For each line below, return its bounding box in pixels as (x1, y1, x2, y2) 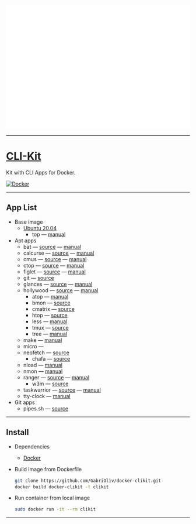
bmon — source (32, 299, 71, 306)
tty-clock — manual (23, 392, 71, 399)
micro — (23, 343, 44, 350)
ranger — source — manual (23, 374, 89, 381)
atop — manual (32, 293, 69, 300)
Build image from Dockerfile (14, 465, 82, 472)
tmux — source (32, 324, 69, 331)
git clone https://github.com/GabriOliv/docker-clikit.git (14, 478, 162, 484)
